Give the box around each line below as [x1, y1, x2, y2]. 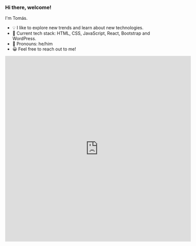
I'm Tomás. [5, 15, 28, 21]
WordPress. [12, 36, 36, 42]
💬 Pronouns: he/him [12, 41, 53, 47]
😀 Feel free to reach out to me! [12, 46, 76, 52]
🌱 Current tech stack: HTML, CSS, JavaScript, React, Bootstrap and [12, 30, 150, 36]
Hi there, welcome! [5, 4, 52, 11]
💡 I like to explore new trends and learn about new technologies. [12, 25, 144, 31]
